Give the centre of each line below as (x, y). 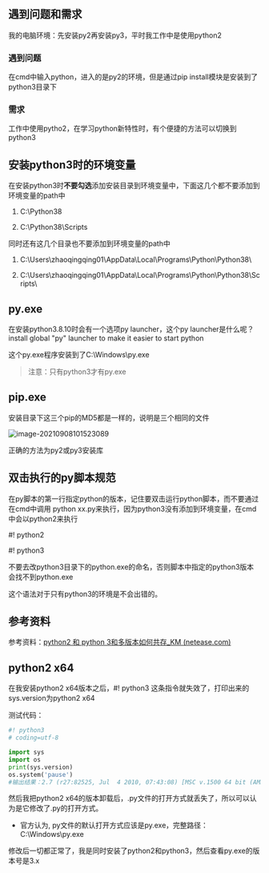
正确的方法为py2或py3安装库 (56, 450)
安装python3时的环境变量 (72, 165)
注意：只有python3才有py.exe (77, 372)
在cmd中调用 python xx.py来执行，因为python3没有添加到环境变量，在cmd (132, 509)
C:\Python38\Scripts (54, 227)
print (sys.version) (41, 767)
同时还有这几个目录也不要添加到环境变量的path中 (89, 243)
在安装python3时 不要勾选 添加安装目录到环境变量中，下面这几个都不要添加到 (134, 186)
